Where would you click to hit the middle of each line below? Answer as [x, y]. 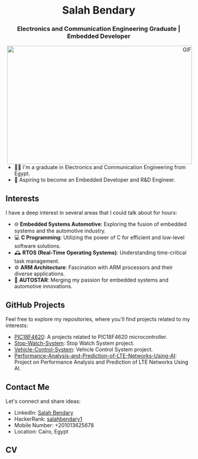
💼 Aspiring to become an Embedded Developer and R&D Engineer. [95, 180]
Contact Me [27, 387]
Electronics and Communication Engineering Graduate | [99, 29]
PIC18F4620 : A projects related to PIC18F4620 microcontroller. [91, 337]
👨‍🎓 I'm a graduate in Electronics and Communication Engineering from [100, 167]
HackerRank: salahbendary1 [48, 419]
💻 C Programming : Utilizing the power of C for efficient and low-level [99, 238]
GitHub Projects [35, 305]
